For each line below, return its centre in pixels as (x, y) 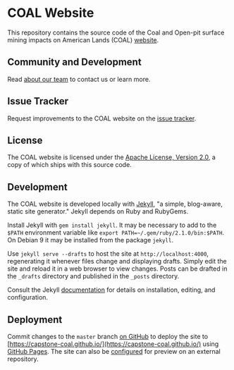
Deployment (35, 320)
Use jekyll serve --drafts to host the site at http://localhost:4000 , (108, 254)
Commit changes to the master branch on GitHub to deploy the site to (108, 337)
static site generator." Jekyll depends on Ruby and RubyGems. (98, 211)
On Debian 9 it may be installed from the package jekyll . (91, 240)
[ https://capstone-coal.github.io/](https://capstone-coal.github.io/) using (113, 344)
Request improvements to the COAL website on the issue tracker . (102, 118)
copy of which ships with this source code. (69, 165)
